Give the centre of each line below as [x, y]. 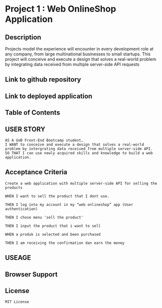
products [14, 188]
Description [23, 37]
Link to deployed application [49, 96]
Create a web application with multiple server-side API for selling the [81, 183]
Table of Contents [33, 113]
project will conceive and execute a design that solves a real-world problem [81, 59]
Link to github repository [43, 79]
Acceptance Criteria [36, 172]
